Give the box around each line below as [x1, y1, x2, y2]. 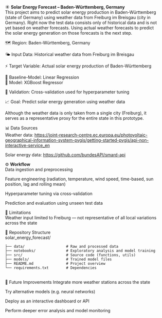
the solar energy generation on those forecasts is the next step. [5, 30, 132, 36]
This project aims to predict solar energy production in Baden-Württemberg [5, 9, 157, 15]
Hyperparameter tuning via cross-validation [5, 191, 93, 196]
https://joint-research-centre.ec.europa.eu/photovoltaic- [34, 132, 148, 138]
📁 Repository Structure [5, 230, 51, 235]
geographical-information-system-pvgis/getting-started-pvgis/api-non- [5, 137, 149, 143]
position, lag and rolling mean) [5, 181, 66, 187]
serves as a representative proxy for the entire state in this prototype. [5, 115, 144, 121]
